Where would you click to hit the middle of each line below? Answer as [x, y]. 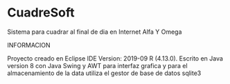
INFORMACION [29, 45]
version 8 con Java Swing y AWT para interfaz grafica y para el [98, 65]
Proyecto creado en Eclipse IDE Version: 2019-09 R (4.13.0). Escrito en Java [115, 58]
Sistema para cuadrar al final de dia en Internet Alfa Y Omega [95, 32]
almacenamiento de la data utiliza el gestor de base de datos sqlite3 [104, 73]
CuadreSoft [41, 13]
